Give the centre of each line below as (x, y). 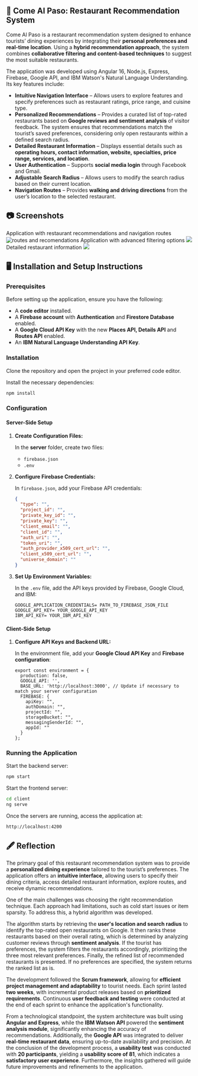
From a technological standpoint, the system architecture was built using (95, 1016)
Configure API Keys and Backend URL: (63, 642)
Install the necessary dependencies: (50, 382)
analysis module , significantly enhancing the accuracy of (76, 1028)
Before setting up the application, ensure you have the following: (85, 299)
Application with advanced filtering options (132, 240)
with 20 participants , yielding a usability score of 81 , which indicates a (93, 1054)
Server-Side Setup (30, 423)
